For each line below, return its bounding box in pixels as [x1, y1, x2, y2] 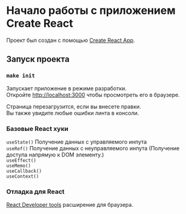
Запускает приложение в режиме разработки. [6, 84, 127, 92]
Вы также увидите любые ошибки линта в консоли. [6, 109, 139, 116]
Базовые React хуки [6, 124, 68, 133]
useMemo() [6, 162, 32, 169]
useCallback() [6, 168, 42, 174]
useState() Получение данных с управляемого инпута [6, 138, 147, 145]
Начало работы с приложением [6, 4, 176, 18]
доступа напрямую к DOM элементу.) [6, 151, 104, 158]
